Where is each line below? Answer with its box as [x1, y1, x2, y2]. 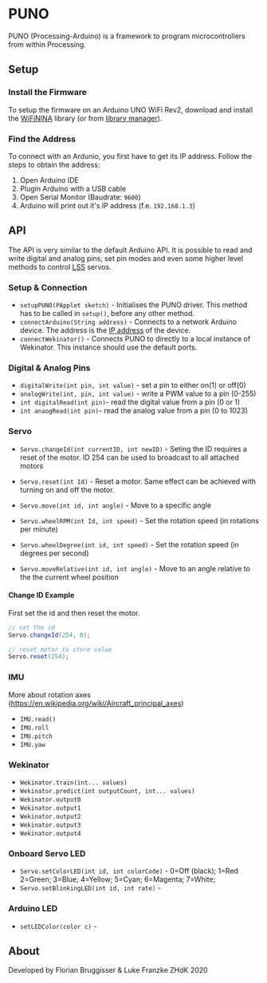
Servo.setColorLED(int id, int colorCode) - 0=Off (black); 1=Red [19, 867, 239, 876]
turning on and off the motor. [19, 484, 115, 495]
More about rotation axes [8, 689, 92, 699]
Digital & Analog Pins [8, 362, 91, 373]
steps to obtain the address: [8, 160, 100, 169]
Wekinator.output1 [19, 803, 81, 812]
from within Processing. [8, 39, 86, 49]
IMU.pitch [19, 732, 53, 740]
